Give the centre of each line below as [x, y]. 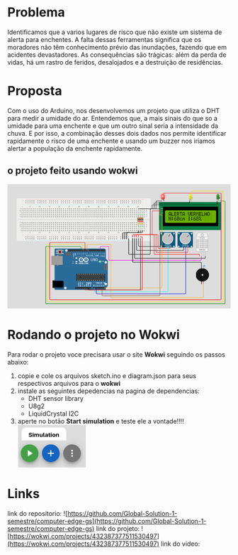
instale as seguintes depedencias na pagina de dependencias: [108, 391]
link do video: [180, 544]
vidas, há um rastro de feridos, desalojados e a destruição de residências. [115, 62]
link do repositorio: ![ [38, 513]
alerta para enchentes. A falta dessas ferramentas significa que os [104, 39]
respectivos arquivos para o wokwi [69, 383]
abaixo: [18, 362]
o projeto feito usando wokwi [73, 171]
